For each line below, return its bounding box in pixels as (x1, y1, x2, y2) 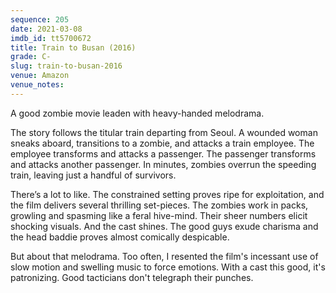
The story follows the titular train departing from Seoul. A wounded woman (10, 126, 318, 138)
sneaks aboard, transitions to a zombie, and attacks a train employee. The (10, 137, 315, 149)
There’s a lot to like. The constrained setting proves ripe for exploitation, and (10, 188, 325, 200)
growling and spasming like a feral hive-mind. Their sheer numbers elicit (10, 209, 308, 221)
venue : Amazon (10, 71, 70, 81)
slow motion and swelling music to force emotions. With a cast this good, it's (10, 261, 326, 273)
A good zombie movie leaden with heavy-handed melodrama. (10, 107, 265, 119)
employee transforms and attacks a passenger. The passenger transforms (10, 147, 317, 160)
